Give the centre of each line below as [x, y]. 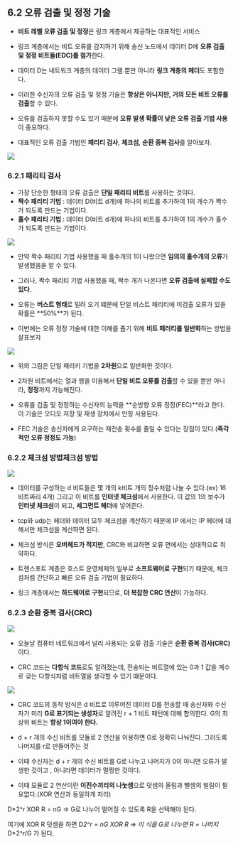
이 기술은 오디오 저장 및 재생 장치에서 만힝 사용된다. [88, 413]
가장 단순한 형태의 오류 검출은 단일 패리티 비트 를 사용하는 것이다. [106, 193]
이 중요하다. [34, 127]
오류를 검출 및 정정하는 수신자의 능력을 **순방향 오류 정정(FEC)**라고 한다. [121, 405]
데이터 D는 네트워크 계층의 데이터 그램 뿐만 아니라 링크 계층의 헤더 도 [112, 70]
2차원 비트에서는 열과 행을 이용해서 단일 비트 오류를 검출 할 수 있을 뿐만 [115, 381]
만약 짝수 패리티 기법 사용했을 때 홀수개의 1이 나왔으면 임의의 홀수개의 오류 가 [123, 256]
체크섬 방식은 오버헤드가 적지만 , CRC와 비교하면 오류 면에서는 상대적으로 [118, 545]
